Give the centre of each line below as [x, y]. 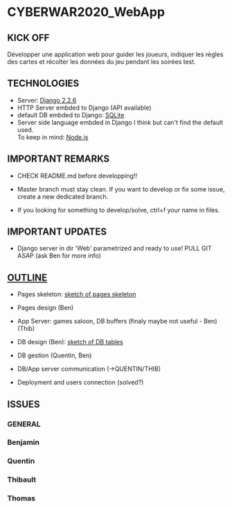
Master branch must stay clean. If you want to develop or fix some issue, [121, 189]
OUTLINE [27, 277]
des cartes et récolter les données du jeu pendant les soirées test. [101, 62]
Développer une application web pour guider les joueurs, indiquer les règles [115, 54]
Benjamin [24, 443]
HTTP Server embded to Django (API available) [84, 108]
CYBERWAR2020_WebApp [86, 12]
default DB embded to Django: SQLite [71, 115]
